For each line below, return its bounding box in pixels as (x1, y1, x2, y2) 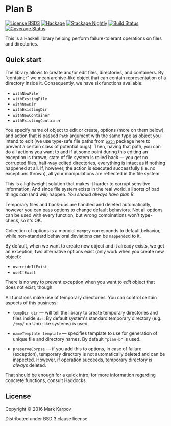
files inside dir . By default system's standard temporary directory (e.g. (12, 315, 162, 321)
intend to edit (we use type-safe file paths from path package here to (5, 138, 151, 144)
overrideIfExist (12, 264, 47, 270)
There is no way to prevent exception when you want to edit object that (5, 279, 155, 285)
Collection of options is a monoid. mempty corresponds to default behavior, (5, 227, 161, 233)
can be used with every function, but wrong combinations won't (5, 212, 140, 218)
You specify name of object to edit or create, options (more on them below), (5, 127, 165, 133)
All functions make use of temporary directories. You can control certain (5, 294, 157, 300)
